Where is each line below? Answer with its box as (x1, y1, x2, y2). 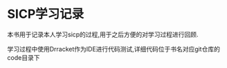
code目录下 (7, 53, 40, 62)
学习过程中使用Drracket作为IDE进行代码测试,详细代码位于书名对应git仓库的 (7, 45, 220, 53)
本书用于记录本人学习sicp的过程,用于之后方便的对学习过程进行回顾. (7, 30, 199, 38)
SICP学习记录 (7, 6, 84, 22)
